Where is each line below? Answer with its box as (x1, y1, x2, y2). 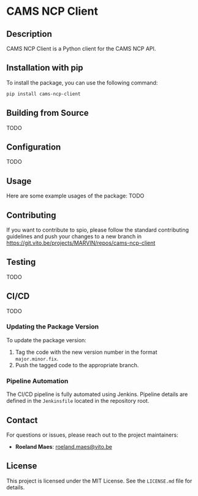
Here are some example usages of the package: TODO (6, 192, 145, 200)
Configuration (6, 142, 61, 152)
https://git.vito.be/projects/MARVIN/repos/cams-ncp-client (6, 239, 156, 246)
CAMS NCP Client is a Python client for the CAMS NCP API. (6, 45, 156, 52)
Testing (6, 257, 36, 267)
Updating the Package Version (6, 322, 99, 331)
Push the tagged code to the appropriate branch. (15, 361, 139, 368)
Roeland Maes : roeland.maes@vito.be (15, 443, 112, 450)
